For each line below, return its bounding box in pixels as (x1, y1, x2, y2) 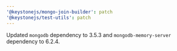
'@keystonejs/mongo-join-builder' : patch (6, 8, 113, 15)
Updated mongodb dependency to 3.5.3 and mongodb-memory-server (6, 31, 172, 38)
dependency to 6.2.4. (6, 38, 60, 45)
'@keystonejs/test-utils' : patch (6, 15, 91, 21)
